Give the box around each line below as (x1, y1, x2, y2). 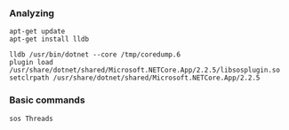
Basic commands (9, 94, 86, 106)
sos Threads (9, 114, 53, 123)
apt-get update (9, 27, 66, 36)
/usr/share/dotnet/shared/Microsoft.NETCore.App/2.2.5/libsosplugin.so (9, 65, 280, 75)
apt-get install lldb (9, 34, 90, 44)
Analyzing (9, 7, 55, 19)
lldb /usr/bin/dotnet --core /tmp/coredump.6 (9, 50, 181, 59)
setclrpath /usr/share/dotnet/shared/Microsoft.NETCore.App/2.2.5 (9, 73, 261, 82)
